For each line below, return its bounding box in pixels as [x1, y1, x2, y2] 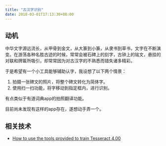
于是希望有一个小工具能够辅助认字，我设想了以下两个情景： [5, 68, 126, 74]
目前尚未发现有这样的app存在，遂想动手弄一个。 [5, 106, 104, 112]
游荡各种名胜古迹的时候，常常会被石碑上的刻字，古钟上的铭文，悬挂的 [18, 51, 161, 57]
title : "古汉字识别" [5, 7, 43, 12]
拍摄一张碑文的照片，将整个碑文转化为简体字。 [12, 79, 108, 85]
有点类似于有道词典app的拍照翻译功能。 [5, 96, 87, 101]
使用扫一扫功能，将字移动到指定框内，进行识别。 [12, 85, 112, 91]
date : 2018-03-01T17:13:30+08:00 [5, 12, 74, 17]
